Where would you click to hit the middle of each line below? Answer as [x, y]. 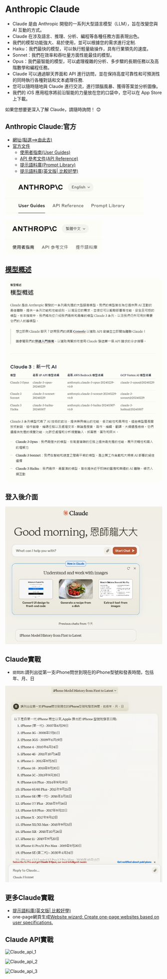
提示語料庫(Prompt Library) [48, 165]
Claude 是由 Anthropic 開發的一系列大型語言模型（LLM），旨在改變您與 [85, 24]
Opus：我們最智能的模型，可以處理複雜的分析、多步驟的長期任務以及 [83, 61]
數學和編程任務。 [34, 67]
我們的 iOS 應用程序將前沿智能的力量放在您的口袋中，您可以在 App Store [87, 92]
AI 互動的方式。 [28, 30]
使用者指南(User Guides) [45, 152]
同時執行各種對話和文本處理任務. [50, 80]
